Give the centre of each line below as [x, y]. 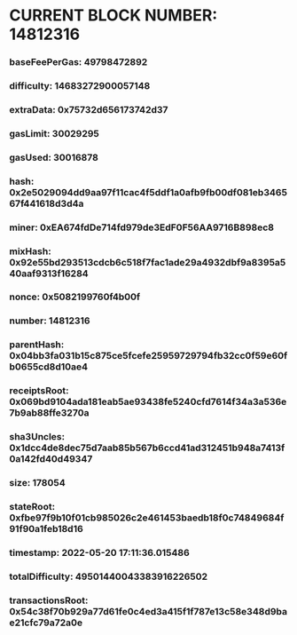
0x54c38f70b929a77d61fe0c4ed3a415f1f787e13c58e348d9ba [148, 611]
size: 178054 [37, 483]
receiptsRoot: [39, 391]
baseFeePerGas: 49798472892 [78, 62]
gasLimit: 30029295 [55, 133]
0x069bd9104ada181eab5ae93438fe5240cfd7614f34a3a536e [148, 402]
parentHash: [37, 345]
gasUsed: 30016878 [54, 157]
